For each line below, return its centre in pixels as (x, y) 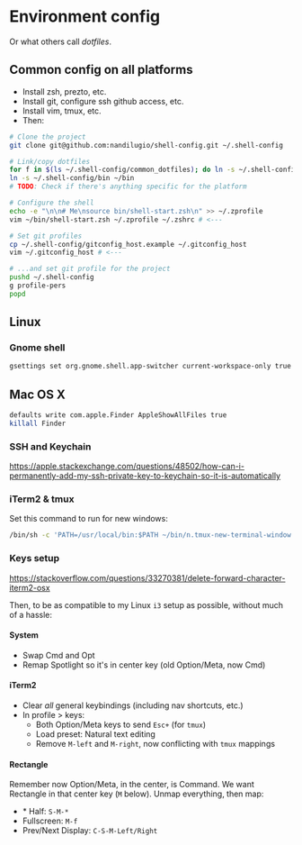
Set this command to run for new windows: (89, 519)
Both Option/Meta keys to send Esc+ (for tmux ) (121, 725)
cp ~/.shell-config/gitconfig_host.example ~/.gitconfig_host (128, 244)
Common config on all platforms (101, 70)
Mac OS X (37, 394)
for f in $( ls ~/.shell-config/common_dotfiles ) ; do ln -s (122, 170)
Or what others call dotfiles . (61, 41)
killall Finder (38, 423)
